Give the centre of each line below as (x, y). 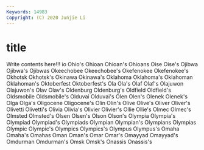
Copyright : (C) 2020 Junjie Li (46, 18)
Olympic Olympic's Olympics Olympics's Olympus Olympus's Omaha (93, 129)
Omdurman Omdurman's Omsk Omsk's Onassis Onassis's (79, 142)
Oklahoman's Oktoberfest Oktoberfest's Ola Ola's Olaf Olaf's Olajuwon (95, 84)
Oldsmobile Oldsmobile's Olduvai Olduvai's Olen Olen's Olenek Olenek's (97, 97)
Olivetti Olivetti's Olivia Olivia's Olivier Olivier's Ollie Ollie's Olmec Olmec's (99, 109)
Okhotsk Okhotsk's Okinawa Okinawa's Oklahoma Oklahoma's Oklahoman (100, 77)
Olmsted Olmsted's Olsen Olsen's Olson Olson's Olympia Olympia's (91, 116)
